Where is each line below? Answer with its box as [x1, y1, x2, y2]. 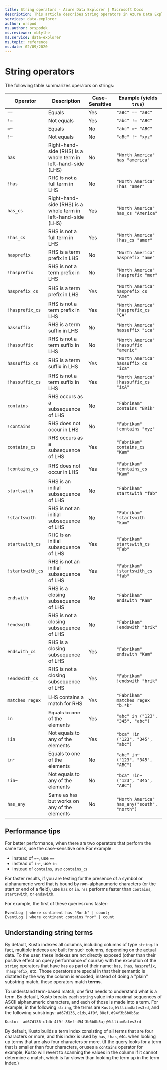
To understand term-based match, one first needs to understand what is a [5, 988, 157, 995]
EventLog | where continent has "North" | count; [5, 910, 110, 915]
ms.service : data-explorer [5, 35, 61, 40]
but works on [48, 797, 79, 804]
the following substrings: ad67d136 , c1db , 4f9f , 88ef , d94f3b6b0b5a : [5, 1010, 140, 1016]
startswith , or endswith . [5, 891, 55, 897]
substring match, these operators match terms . [5, 979, 102, 985]
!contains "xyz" [116, 426, 155, 432]
